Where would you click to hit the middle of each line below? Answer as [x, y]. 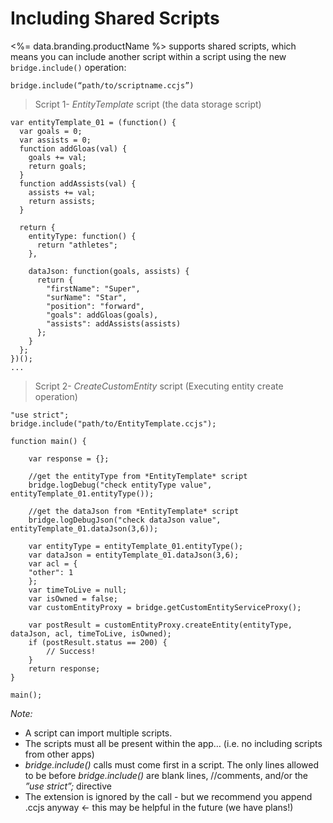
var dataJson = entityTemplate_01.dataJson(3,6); [134, 555]
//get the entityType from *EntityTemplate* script [138, 476]
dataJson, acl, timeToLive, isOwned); [91, 633]
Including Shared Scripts [115, 18]
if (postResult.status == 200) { [98, 642]
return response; [64, 668]
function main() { [48, 441]
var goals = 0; [51, 131]
